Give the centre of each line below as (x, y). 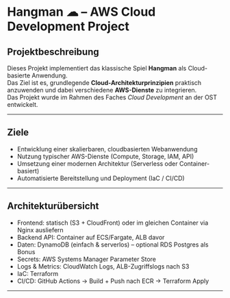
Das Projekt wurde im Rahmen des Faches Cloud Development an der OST (112, 97)
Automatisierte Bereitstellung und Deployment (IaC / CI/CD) (101, 178)
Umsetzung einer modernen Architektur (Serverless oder (97, 163)
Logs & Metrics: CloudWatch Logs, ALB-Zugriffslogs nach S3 (103, 266)
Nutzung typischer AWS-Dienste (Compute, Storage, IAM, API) (105, 156)
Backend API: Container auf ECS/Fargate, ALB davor (91, 237)
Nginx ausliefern (40, 229)
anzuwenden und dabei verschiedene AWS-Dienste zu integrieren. (102, 90)
